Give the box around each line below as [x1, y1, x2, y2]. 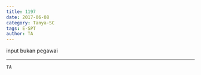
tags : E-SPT [6, 25, 36, 32]
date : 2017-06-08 [6, 14, 50, 20]
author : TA [6, 31, 33, 37]
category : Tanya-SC [6, 20, 55, 26]
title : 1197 [6, 8, 36, 15]
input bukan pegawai [6, 47, 58, 54]
